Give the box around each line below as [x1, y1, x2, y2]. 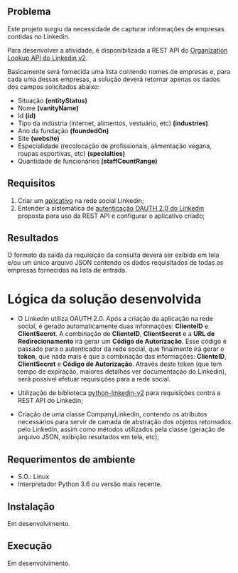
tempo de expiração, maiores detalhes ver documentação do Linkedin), [17, 367, 227, 376]
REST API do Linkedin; [17, 396, 83, 405]
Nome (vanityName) [17, 103, 80, 112]
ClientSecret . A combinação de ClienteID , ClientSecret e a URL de [17, 330, 215, 338]
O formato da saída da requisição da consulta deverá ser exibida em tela [7, 251, 220, 259]
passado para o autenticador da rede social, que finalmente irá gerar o [17, 345, 225, 353]
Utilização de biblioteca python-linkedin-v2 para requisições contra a [17, 389, 221, 397]
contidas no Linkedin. [7, 32, 70, 41]
